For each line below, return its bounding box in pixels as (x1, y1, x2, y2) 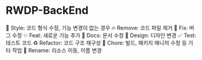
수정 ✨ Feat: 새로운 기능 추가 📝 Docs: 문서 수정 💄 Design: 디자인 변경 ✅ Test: (12, 31, 197, 39)
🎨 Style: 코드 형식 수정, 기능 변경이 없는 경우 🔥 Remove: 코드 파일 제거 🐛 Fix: (5, 24, 189, 31)
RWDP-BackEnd (5, 4, 89, 17)
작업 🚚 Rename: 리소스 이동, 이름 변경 (12, 46, 102, 54)
